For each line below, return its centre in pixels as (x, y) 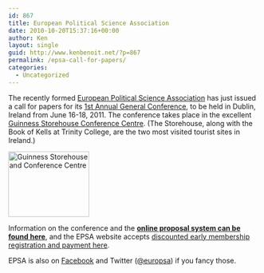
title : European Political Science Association (89, 23)
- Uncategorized (42, 75)
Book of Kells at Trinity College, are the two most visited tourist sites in (124, 132)
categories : (28, 68)
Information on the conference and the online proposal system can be (124, 227)
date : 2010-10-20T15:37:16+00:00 (64, 30)
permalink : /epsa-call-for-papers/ (67, 61)
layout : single (33, 45)
